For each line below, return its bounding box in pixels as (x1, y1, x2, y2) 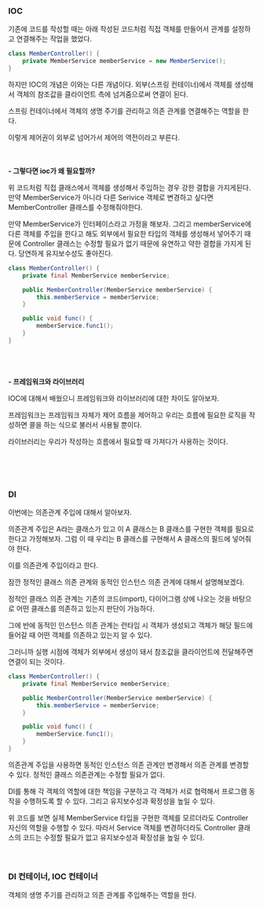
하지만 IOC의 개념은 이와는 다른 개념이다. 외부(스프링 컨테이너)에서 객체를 (8, 79, 233, 89)
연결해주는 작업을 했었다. (16, 34, 93, 44)
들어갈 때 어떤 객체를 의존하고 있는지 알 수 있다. (8, 630, 153, 640)
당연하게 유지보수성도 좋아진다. (18, 248, 114, 258)
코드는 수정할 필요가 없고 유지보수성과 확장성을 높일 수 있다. (22, 832, 206, 842)
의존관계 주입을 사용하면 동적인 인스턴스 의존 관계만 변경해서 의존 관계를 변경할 (8, 760, 250, 769)
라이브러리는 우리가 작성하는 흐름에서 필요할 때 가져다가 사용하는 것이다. (8, 436, 228, 446)
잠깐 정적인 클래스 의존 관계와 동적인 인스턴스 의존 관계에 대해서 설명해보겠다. (8, 578, 245, 587)
